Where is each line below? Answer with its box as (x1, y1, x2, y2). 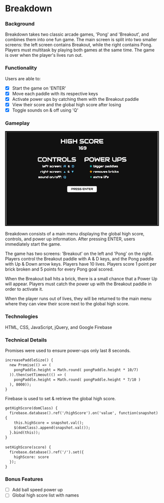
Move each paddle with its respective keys (12, 91, 99, 96)
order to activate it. (5, 286, 43, 292)
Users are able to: (5, 75, 41, 81)
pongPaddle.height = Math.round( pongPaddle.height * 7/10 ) (14, 377, 141, 382)
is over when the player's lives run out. (5, 52, 83, 58)
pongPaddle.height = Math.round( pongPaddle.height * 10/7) (14, 367, 139, 372)
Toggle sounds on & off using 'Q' (12, 107, 79, 113)
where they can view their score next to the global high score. (5, 301, 129, 307)
